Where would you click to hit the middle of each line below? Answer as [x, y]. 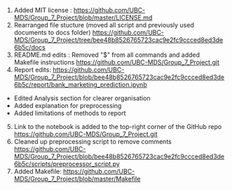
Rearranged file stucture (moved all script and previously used [104, 25]
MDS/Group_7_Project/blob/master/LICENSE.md [83, 18]
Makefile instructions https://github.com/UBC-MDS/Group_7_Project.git [116, 62]
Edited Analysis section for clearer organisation [82, 98]
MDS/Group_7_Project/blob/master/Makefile [77, 179]
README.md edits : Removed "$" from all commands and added [107, 55]
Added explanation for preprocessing [68, 106]
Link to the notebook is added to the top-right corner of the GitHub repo [118, 127]
